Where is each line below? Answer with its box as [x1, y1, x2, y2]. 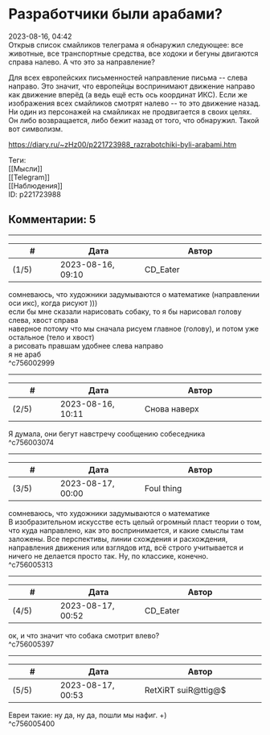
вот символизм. [8, 124, 63, 134]
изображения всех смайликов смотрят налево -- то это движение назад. [8, 98, 261, 108]
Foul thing [144, 482, 182, 493]
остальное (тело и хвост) [8, 332, 95, 342]
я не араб [8, 349, 42, 359]
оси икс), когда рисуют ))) [8, 298, 98, 308]
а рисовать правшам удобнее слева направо [8, 341, 164, 350]
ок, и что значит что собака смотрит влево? [8, 630, 160, 640]
